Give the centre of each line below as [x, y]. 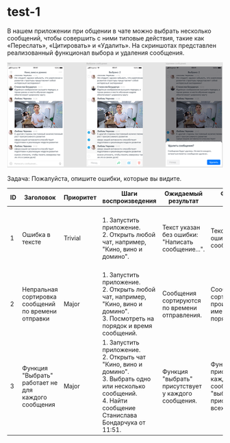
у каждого [177, 394]
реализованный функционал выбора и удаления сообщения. [96, 53]
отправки [36, 318]
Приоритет [80, 197]
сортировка [39, 297]
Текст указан [181, 227]
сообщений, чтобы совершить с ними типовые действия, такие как [106, 38]
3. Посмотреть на [128, 318]
